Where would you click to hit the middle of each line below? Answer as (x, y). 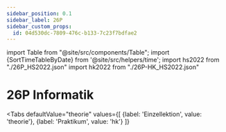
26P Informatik (50, 95)
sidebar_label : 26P (35, 20)
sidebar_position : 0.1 (39, 13)
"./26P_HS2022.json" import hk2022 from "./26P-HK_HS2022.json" (103, 67)
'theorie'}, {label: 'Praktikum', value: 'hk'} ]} (68, 122)
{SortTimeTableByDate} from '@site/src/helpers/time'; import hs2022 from (113, 60)
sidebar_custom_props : (39, 26)
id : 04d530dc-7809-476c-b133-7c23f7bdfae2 (75, 33)
